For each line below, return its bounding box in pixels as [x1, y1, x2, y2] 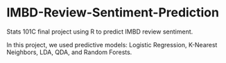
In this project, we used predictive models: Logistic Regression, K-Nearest [6, 40, 218, 49]
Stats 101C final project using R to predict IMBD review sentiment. [6, 27, 193, 36]
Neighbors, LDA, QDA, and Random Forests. [6, 48, 132, 56]
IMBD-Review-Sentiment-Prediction [6, 5, 220, 21]
